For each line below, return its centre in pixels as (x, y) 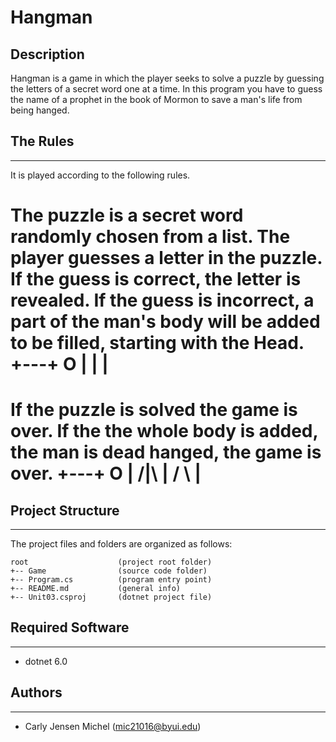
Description (47, 54)
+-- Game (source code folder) (109, 571)
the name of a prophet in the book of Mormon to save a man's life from (156, 99)
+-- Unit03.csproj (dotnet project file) (111, 597)
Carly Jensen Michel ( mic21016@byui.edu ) (113, 726)
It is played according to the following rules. (100, 175)
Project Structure (65, 510)
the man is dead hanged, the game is (166, 452)
